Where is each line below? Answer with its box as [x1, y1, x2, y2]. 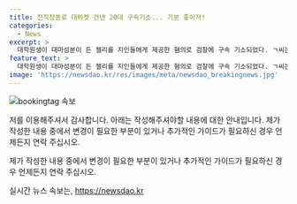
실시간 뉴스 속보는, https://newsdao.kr [9, 185, 144, 195]
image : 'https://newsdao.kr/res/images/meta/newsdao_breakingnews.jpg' [9, 71, 278, 79]
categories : [9, 21, 53, 30]
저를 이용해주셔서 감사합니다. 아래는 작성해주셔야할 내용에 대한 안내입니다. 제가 [9, 114, 281, 125]
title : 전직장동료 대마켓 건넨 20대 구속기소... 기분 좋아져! [9, 12, 206, 22]
